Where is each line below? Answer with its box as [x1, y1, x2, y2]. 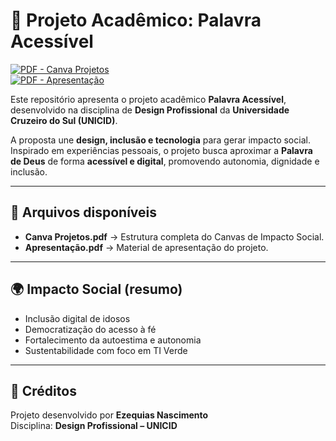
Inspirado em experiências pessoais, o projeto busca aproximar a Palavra [10, 144, 313, 156]
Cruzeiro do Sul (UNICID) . [10, 114, 118, 126]
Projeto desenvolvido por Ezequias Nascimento [10, 409, 209, 421]
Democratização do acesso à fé [24, 323, 157, 335]
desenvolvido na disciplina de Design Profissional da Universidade [10, 104, 290, 116]
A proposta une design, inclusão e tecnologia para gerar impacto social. [10, 134, 311, 146]
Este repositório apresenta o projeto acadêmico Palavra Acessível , [10, 93, 287, 105]
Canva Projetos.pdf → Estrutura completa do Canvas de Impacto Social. [24, 230, 325, 243]
